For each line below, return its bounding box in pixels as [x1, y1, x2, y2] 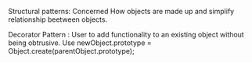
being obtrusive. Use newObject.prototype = [8, 38, 153, 47]
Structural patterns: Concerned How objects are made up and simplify [8, 7, 235, 16]
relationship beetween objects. [8, 15, 108, 24]
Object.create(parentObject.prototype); [8, 47, 135, 55]
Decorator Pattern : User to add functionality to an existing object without [8, 30, 244, 39]
